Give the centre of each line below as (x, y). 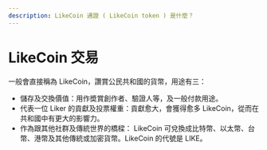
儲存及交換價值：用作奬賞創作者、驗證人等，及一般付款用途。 (121, 98)
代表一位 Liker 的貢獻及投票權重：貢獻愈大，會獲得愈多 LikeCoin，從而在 (139, 108)
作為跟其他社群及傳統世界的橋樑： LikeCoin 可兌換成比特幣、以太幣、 (134, 128)
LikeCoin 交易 (54, 57)
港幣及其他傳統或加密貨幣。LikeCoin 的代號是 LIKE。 (120, 138)
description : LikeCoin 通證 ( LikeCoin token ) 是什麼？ (101, 16)
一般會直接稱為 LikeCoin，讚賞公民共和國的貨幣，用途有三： (108, 81)
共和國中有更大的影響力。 (62, 118)
